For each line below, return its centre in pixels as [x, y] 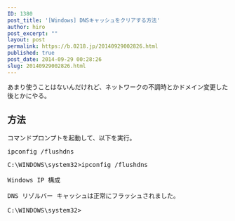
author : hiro [26, 27]
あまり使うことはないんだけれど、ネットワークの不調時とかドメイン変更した [118, 87]
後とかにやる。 [29, 95]
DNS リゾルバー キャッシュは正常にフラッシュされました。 [94, 196]
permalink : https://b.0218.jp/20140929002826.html [83, 46]
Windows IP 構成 [34, 180]
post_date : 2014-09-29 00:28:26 [54, 60]
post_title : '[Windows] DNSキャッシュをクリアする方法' [83, 20]
